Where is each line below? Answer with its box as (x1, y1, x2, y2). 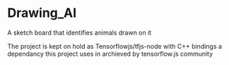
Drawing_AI (7, 5, 77, 21)
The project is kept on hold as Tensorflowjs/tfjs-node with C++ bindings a (7, 42, 223, 50)
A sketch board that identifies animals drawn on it (7, 28, 152, 37)
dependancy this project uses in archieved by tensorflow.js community (7, 49, 213, 58)
